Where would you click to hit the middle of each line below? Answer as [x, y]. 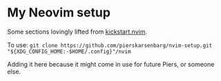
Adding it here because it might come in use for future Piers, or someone [111, 64]
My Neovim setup [59, 13]
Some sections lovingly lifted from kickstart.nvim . [77, 32]
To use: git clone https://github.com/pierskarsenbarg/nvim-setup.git [110, 45]
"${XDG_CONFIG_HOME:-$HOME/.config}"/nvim [69, 51]
